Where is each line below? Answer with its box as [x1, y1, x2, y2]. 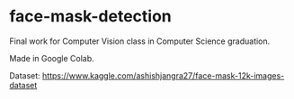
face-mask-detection [9, 6, 173, 27]
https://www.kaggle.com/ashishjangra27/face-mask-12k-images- [41, 70, 285, 81]
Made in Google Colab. [9, 53, 94, 63]
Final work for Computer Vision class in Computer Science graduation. [9, 36, 271, 46]
